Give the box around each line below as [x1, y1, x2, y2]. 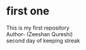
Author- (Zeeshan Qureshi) [6, 30, 73, 37]
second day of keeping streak [6, 37, 80, 44]
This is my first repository [6, 24, 70, 31]
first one [6, 4, 50, 18]
